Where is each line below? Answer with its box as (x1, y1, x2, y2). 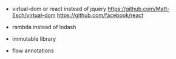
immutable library (12, 35, 56, 42)
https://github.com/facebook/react (56, 12, 144, 19)
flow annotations (12, 47, 55, 54)
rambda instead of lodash (12, 24, 76, 30)
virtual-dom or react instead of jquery (12, 5, 107, 12)
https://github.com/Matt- (107, 5, 170, 12)
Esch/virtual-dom (12, 12, 56, 19)
